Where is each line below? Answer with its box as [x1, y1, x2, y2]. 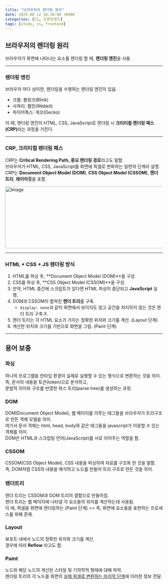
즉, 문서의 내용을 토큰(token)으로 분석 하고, [5, 379, 88, 385]
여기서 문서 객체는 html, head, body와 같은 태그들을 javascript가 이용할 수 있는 [5, 422, 160, 429]
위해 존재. [14, 511, 33, 517]
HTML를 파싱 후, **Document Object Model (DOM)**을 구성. [12, 273, 136, 279]
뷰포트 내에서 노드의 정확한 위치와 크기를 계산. [5, 536, 95, 542]
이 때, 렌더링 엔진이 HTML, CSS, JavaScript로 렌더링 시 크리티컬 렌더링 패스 [5, 120, 154, 126]
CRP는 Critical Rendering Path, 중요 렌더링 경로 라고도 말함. [5, 157, 124, 163]
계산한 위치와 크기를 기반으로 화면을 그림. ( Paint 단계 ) [12, 323, 117, 329]
